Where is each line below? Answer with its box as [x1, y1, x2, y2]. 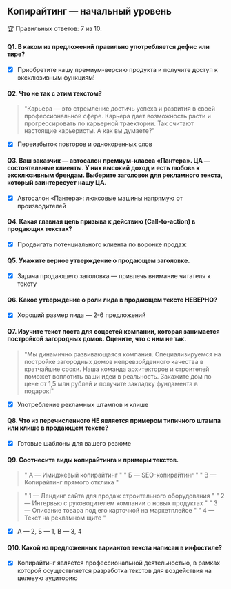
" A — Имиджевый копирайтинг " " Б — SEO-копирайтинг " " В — [23, 471, 217, 480]
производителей [17, 201, 67, 210]
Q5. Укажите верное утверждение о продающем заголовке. [7, 256, 190, 265]
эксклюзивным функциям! [17, 73, 95, 82]
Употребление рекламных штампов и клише [17, 400, 149, 408]
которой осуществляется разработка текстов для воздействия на [17, 567, 212, 575]
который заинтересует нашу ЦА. [7, 178, 107, 186]
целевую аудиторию [17, 574, 78, 582]
